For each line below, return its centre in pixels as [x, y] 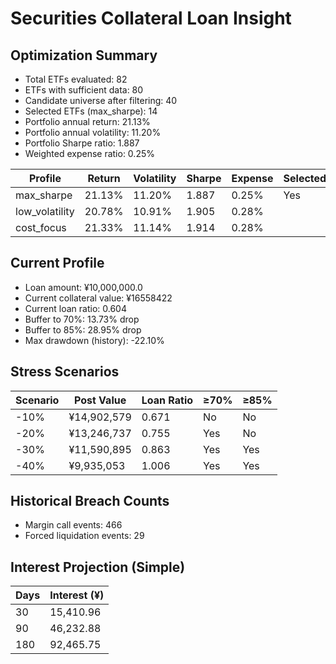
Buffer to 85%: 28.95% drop [83, 329]
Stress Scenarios [65, 372]
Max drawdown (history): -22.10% [94, 340]
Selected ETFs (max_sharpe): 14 [91, 111]
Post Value [100, 400]
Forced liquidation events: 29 [84, 536]
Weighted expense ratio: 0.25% [89, 153]
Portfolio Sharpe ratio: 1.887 [82, 143]
